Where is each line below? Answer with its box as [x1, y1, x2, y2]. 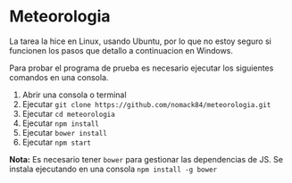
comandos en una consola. [9, 71, 109, 82]
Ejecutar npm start [21, 137, 92, 147]
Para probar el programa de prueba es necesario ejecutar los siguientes [9, 62, 274, 73]
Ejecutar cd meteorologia [21, 108, 116, 119]
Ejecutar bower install [21, 127, 107, 137]
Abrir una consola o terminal [21, 89, 127, 100]
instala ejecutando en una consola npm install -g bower [9, 163, 217, 174]
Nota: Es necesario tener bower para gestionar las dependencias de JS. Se [9, 154, 284, 164]
